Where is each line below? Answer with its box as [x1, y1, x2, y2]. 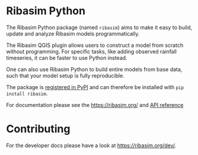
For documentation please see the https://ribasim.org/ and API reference [6, 101, 184, 108]
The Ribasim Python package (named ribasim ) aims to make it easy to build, [6, 24, 193, 31]
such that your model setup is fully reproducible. [6, 72, 124, 79]
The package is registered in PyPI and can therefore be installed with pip [6, 83, 184, 90]
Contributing [6, 122, 71, 136]
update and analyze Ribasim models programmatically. [6, 30, 140, 37]
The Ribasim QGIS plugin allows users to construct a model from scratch [6, 42, 184, 49]
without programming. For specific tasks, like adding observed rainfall [6, 48, 177, 55]
